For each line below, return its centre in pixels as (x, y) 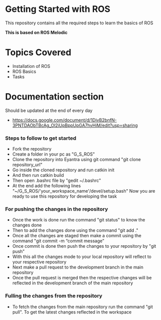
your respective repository (39, 262)
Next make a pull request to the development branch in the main (78, 267)
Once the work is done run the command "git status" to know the (79, 220)
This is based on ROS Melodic (36, 32)
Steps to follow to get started (41, 138)
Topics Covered (38, 53)
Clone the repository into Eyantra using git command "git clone (77, 160)
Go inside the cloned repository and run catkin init (63, 170)
